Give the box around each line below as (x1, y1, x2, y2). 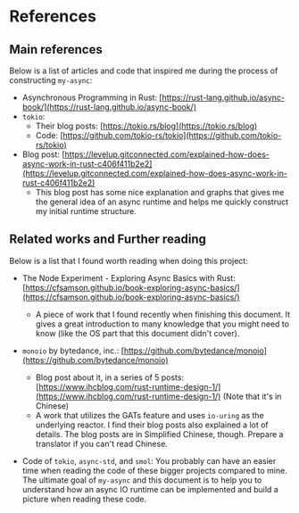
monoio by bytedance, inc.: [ (21, 345, 125, 356)
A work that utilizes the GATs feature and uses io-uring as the (35, 410, 265, 420)
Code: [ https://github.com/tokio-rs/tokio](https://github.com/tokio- (35, 130, 282, 140)
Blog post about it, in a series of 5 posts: (35, 372, 185, 383)
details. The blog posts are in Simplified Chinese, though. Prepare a (35, 428, 284, 439)
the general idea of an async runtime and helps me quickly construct (35, 196, 289, 207)
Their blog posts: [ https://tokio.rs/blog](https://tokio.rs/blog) (35, 120, 258, 131)
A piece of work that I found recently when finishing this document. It (35, 309, 291, 319)
